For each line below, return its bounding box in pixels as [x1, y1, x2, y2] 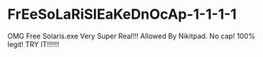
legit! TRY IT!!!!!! [7, 39, 60, 48]
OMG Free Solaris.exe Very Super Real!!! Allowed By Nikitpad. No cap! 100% [7, 31, 256, 41]
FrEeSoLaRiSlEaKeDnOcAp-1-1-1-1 [7, 5, 237, 23]
